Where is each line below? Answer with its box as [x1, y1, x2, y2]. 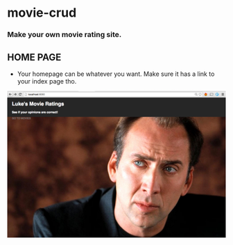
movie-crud [7, 5, 77, 21]
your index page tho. [17, 77, 77, 85]
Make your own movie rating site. [7, 30, 122, 40]
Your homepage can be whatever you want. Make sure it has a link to [17, 70, 215, 78]
